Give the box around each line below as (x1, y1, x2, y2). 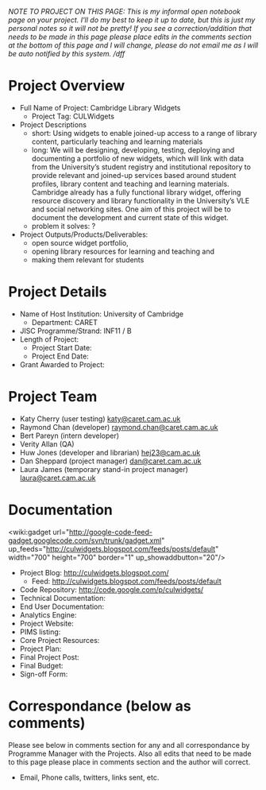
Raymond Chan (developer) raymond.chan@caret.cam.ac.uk (19, 422, 218, 432)
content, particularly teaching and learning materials (31, 137, 203, 146)
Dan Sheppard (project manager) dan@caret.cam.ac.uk (19, 456, 202, 466)
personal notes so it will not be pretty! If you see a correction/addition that (8, 24, 253, 33)
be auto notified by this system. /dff (8, 49, 125, 58)
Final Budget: (19, 660, 64, 670)
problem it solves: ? (31, 221, 96, 230)
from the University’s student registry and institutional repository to (31, 162, 252, 172)
